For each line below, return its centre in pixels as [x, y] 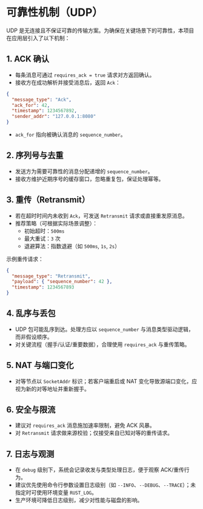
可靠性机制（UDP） [55, 12]
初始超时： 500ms [44, 231]
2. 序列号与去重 [35, 155]
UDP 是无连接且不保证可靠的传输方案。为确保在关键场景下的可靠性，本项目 [100, 30]
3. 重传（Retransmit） [48, 200]
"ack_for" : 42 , [31, 105]
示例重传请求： [25, 259]
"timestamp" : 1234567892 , [45, 111]
